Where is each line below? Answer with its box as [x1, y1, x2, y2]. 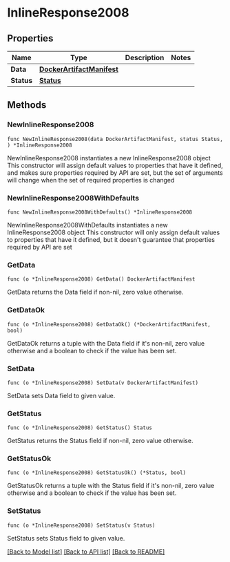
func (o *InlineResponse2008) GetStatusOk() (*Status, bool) [7, 469, 187, 476]
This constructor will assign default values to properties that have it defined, [7, 161, 224, 169]
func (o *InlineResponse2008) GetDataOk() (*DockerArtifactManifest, [7, 321, 211, 328]
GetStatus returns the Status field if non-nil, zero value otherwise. [7, 437, 194, 445]
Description [125, 53, 165, 62]
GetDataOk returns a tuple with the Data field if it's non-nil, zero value [7, 339, 205, 347]
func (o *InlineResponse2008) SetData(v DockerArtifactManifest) [7, 379, 198, 386]
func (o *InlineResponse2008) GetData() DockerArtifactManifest [7, 276, 196, 283]
